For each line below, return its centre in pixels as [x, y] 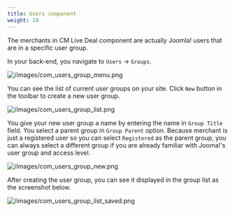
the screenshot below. [39, 187]
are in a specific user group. [48, 48]
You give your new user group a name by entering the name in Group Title [115, 122]
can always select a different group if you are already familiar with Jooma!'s [116, 145]
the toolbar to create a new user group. [64, 96]
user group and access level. [49, 153]
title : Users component [42, 14]
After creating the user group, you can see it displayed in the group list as [113, 180]
